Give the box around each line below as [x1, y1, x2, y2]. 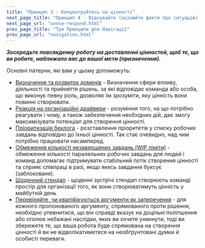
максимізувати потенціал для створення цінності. [15, 118, 146, 126]
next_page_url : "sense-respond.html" [6, 20, 103, 26]
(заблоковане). [15, 170, 55, 178]
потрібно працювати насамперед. [15, 137, 105, 145]
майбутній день [15, 189, 57, 197]
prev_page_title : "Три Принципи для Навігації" [6, 26, 130, 32]
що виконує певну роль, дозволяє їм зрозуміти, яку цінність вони [15, 92, 188, 99]
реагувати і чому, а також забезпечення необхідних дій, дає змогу [15, 111, 191, 119]
